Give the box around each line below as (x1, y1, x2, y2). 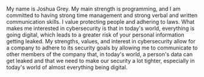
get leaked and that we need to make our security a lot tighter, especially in (6, 57, 195, 64)
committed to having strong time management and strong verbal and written (6, 12, 198, 19)
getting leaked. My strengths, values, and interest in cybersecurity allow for (6, 38, 196, 45)
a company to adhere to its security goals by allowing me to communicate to (6, 44, 198, 51)
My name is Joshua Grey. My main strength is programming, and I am (6, 5, 181, 12)
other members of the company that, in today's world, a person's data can (6, 51, 193, 57)
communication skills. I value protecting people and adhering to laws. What (6, 18, 195, 25)
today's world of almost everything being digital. (6, 64, 128, 71)
